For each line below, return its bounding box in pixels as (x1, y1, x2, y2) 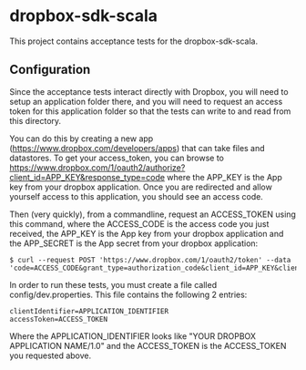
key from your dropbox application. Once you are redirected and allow (9, 181, 273, 192)
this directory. (9, 115, 62, 126)
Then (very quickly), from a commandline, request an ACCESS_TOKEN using (9, 209, 296, 220)
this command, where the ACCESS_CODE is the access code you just (9, 218, 270, 229)
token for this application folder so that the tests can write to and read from (9, 106, 291, 117)
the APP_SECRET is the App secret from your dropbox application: (9, 238, 259, 249)
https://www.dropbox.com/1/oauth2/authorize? (9, 161, 186, 173)
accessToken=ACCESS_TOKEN (9, 314, 107, 324)
